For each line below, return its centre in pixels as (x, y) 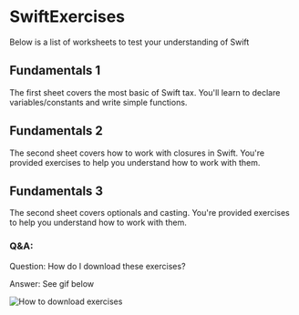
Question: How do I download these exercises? (98, 266)
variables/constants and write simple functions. (98, 102)
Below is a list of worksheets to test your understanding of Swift (129, 42)
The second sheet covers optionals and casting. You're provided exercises (149, 213)
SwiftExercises (67, 17)
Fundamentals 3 (56, 191)
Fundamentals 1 (55, 71)
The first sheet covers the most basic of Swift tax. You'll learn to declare (145, 92)
